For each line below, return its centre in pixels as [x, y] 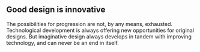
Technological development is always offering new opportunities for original [100, 30]
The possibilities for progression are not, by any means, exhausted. [89, 24]
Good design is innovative [56, 10]
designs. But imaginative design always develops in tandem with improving [99, 36]
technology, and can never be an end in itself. [62, 43]
